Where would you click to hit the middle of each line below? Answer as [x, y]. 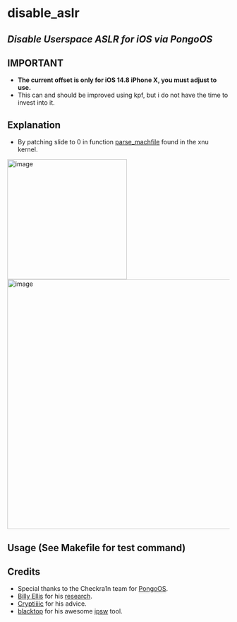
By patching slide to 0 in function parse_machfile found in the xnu [113, 142]
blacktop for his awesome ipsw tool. [70, 611]
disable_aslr [43, 13]
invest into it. [36, 103]
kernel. [28, 149]
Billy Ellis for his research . [55, 597]
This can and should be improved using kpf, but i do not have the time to [123, 95]
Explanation [34, 125]
